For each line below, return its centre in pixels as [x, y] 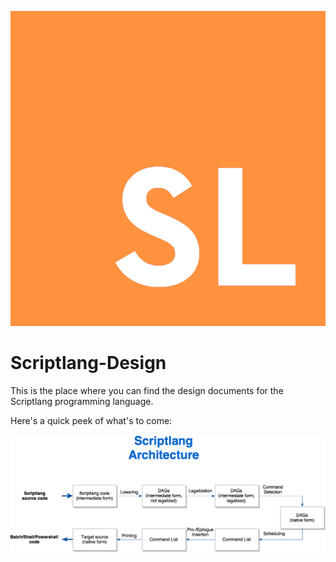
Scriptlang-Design [88, 363]
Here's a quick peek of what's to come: [91, 420]
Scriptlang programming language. [82, 401]
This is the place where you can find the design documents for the [147, 390]
